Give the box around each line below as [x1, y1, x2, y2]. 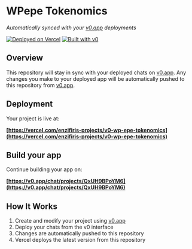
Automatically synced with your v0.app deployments [6, 24, 136, 31]
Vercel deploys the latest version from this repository [14, 236, 146, 244]
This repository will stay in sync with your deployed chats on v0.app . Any [6, 69, 187, 76]
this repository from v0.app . [6, 81, 75, 89]
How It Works [6, 201, 58, 211]
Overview [6, 53, 44, 63]
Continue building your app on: [6, 166, 83, 173]
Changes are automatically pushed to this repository [14, 230, 144, 237]
